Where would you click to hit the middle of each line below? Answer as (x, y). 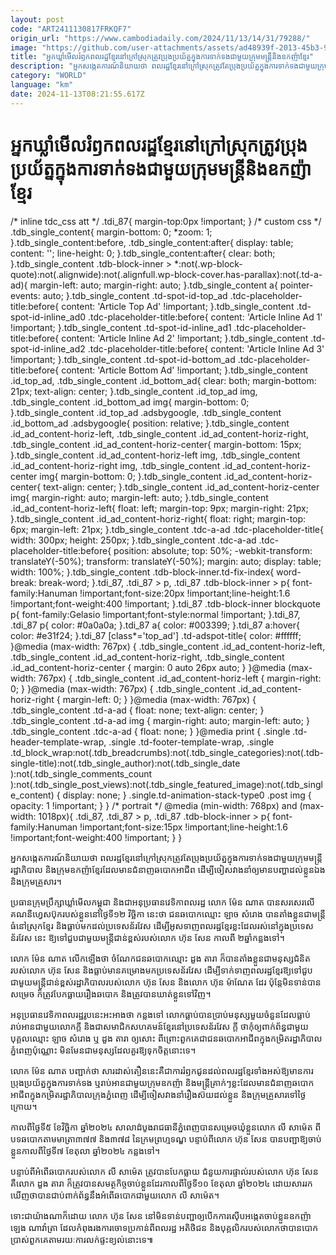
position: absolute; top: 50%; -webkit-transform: (213, 550)
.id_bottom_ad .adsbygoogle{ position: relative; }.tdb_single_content (150, 423)
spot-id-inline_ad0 (48, 317)
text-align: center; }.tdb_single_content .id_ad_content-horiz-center (181, 487)
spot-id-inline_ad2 (48, 348)
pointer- (296, 285)
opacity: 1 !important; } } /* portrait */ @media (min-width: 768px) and (154, 805)
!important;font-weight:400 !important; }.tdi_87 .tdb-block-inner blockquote (165, 603)
